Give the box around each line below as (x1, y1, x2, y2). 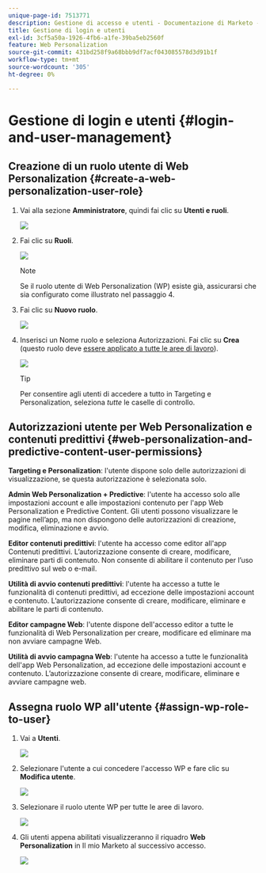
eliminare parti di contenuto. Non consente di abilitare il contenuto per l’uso (8, 556, 253, 565)
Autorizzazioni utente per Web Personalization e (8, 420, 253, 434)
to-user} (8, 712, 51, 726)
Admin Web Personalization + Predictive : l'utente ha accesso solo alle (8, 490, 241, 499)
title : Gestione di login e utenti (8, 26, 126, 34)
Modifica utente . (19, 772, 76, 782)
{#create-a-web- (89, 172, 177, 186)
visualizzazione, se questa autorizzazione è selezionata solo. (8, 474, 207, 484)
